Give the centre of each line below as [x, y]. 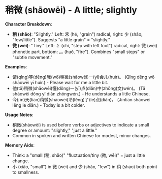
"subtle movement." [32, 57]
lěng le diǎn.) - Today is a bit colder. [49, 105]
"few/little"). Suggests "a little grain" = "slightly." [61, 39]
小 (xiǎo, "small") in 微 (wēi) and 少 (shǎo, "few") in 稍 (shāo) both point [85, 166]
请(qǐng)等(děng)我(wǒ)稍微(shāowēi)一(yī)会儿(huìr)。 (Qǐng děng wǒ [83, 77]
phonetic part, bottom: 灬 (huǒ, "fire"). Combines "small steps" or [79, 52]
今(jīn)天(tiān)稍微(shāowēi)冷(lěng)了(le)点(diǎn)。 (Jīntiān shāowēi [81, 99]
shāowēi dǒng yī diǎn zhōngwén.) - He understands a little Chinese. [81, 93]
